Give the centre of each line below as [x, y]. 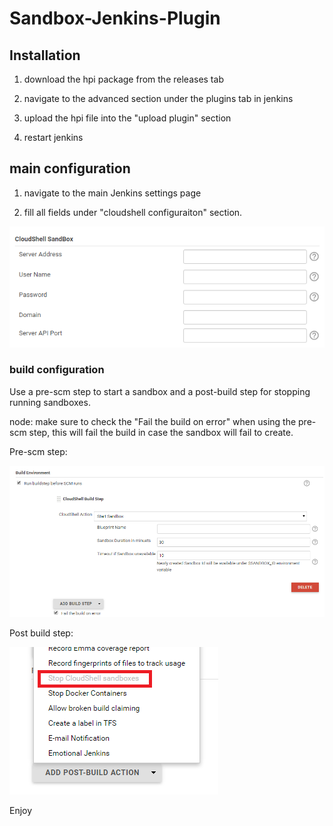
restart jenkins [53, 137]
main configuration [70, 168]
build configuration [57, 370]
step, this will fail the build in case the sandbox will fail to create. [161, 432]
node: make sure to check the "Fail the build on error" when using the [153, 421]
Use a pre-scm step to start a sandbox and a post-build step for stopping [160, 391]
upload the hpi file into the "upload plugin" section [127, 118]
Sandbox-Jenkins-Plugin [115, 18]
